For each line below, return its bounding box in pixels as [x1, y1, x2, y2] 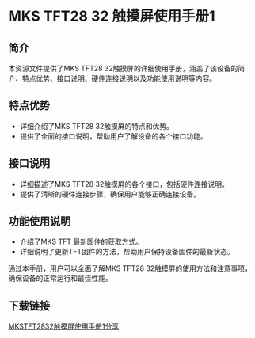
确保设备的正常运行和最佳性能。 [8, 274, 112, 283]
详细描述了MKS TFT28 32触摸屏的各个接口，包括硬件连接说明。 [19, 179, 230, 188]
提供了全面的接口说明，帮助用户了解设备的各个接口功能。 [19, 131, 207, 141]
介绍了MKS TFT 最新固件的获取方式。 [19, 237, 143, 246]
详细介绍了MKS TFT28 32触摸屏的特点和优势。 [19, 121, 174, 131]
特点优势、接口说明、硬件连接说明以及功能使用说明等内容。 [21, 74, 216, 83]
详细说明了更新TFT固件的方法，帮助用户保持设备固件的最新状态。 [19, 247, 235, 256]
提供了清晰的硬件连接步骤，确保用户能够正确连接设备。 [19, 189, 200, 199]
